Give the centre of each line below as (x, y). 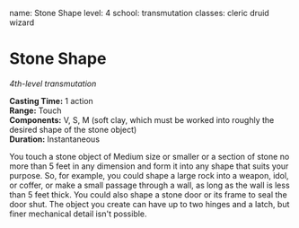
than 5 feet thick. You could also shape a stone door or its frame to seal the (148, 194)
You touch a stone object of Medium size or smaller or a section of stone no (149, 156)
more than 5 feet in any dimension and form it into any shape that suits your (149, 166)
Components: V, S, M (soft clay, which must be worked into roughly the (142, 119)
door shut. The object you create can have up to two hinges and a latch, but (149, 204)
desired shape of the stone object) (73, 129)
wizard (22, 22)
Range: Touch (35, 110)
